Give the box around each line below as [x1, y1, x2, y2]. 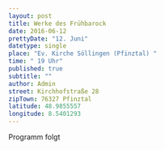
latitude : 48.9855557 [8, 102, 82, 110]
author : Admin [8, 79, 57, 88]
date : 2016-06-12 [8, 27, 67, 35]
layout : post [8, 11, 53, 20]
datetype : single [8, 42, 67, 50]
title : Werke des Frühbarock [8, 19, 107, 28]
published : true [8, 65, 63, 73]
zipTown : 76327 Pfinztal [8, 95, 92, 103]
